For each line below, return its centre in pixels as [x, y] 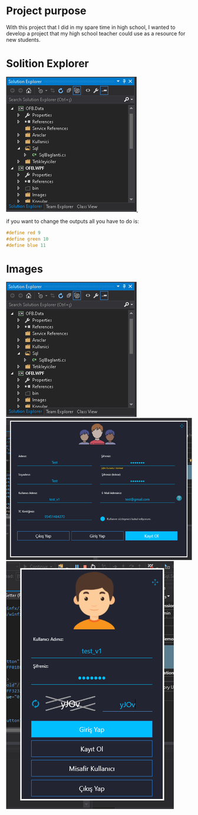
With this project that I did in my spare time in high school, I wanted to [91, 27]
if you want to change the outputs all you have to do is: [73, 221]
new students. [23, 40]
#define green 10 [27, 239]
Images [24, 269]
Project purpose [46, 11]
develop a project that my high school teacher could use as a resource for [96, 33]
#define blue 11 [26, 245]
